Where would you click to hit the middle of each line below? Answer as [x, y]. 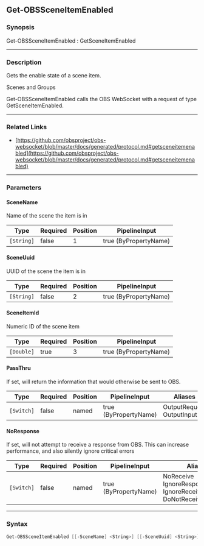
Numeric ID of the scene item [43, 326]
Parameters [24, 188]
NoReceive [178, 477]
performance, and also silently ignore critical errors [70, 451]
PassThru [19, 368]
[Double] [22, 352]
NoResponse [23, 431]
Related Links [27, 127]
